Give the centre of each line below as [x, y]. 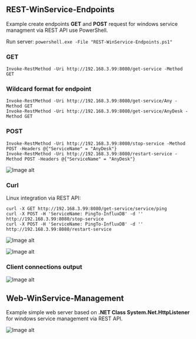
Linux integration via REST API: [44, 198]
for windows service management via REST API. [64, 319]
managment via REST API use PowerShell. [57, 30]
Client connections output [44, 267]
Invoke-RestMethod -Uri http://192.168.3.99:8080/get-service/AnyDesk [94, 111]
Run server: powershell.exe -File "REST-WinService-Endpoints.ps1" [89, 41]
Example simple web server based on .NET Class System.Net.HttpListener [98, 313]
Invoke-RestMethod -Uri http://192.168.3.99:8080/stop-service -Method [96, 144]
